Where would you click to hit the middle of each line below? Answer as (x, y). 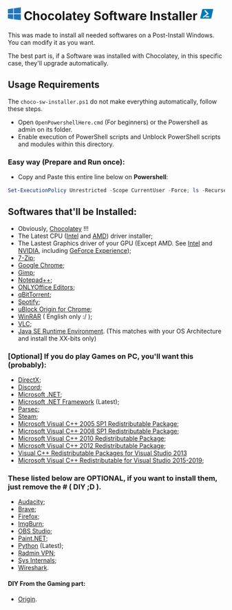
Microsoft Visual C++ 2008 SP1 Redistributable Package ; (98, 431)
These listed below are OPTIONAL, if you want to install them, (113, 478)
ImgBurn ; (31, 524)
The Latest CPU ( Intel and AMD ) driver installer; (85, 236)
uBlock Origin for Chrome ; (55, 309)
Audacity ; (31, 502)
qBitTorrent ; (35, 294)
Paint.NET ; (33, 538)
